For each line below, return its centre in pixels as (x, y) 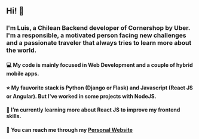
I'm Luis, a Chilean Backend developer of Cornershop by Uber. (98, 28)
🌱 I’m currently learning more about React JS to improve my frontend (93, 110)
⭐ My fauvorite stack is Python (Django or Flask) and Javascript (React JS (99, 88)
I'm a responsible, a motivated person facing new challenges (96, 35)
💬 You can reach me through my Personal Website (70, 129)
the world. (22, 50)
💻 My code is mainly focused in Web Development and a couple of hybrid (99, 65)
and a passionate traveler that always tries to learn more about (99, 43)
